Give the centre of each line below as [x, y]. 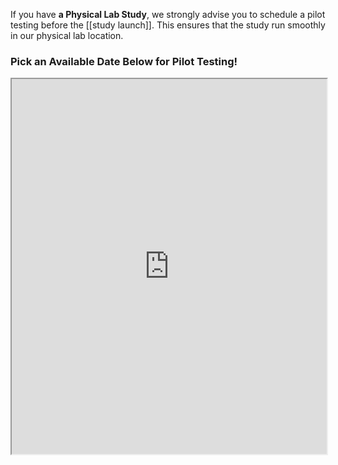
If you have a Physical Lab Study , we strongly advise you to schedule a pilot [168, 14]
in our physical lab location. [67, 35]
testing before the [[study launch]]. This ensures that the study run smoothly [168, 25]
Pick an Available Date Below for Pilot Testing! [124, 61]
